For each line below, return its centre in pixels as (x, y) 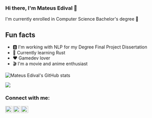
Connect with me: (28, 98)
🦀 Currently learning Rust (39, 53)
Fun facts (20, 35)
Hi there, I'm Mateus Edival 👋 (41, 8)
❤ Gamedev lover (31, 58)
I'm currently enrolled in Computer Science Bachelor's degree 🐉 (72, 19)
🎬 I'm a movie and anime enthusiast (50, 64)
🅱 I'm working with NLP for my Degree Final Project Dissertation (80, 47)
